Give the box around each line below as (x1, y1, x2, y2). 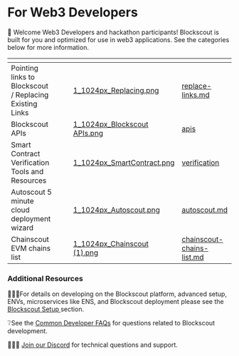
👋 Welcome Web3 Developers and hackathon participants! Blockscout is (7, 28, 219, 36)
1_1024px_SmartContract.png (73, 158, 175, 168)
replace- (181, 81, 212, 91)
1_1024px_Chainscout (73, 238, 149, 248)
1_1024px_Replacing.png (73, 85, 159, 95)
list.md (181, 252, 204, 262)
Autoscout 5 (11, 187, 52, 197)
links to (11, 72, 36, 82)
